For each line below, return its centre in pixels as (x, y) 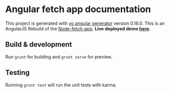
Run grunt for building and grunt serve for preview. (59, 57)
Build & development (39, 45)
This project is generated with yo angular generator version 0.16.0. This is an (85, 23)
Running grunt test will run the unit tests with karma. (61, 85)
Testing (18, 73)
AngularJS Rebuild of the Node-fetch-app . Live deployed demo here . (78, 28)
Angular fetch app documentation (78, 9)
